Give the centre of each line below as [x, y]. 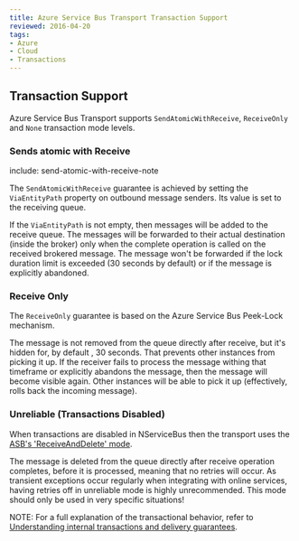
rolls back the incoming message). [73, 391]
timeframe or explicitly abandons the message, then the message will [139, 372]
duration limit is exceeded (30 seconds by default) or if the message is [141, 264]
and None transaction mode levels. [72, 127]
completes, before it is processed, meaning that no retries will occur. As [143, 471]
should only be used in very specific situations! [97, 499]
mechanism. [32, 325]
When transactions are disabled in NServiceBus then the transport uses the [150, 434]
